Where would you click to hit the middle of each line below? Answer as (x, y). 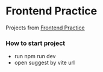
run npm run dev (35, 56)
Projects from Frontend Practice (45, 28)
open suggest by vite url (45, 63)
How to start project (36, 43)
